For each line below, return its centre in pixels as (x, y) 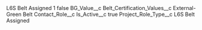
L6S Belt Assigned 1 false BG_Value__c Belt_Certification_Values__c (89, 8)
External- (184, 8)
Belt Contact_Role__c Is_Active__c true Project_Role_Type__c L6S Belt (109, 14)
